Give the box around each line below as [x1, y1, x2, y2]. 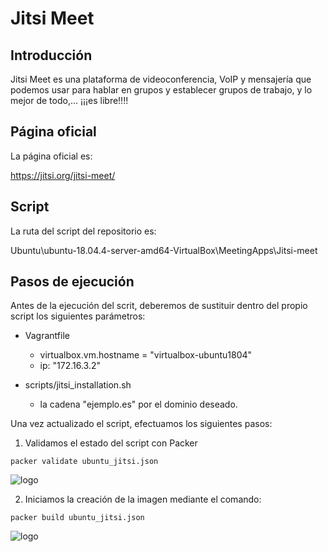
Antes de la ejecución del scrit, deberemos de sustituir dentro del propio [10, 300, 308, 312]
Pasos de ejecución [10, 273, 135, 291]
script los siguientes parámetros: [10, 310, 146, 322]
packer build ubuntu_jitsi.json [10, 513, 145, 523]
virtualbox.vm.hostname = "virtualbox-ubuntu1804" [39, 349, 253, 361]
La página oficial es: [10, 150, 93, 162]
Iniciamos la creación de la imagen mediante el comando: [24, 493, 262, 506]
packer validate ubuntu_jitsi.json [10, 457, 159, 467]
